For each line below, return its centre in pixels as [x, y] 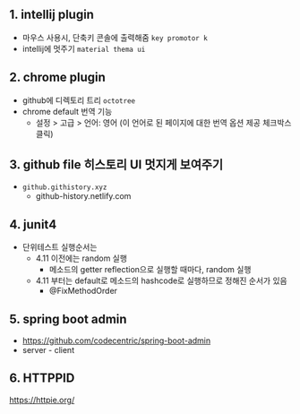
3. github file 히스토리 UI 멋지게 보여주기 [116, 165]
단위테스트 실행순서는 [60, 247]
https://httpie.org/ [42, 400]
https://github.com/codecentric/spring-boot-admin [116, 341]
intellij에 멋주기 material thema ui [84, 48]
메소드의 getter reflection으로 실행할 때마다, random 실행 [150, 270]
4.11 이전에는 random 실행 [81, 258]
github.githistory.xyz [64, 187]
